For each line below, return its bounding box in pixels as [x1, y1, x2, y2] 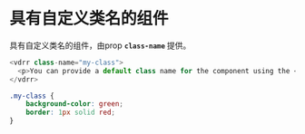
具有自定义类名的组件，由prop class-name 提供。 [9, 40, 192, 51]
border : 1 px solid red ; [25, 108, 116, 118]
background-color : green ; [25, 100, 124, 109]
